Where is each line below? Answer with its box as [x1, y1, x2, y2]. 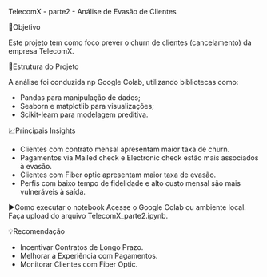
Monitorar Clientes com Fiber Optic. [19, 259, 138, 269]
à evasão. [19, 162, 52, 171]
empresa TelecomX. [8, 46, 74, 55]
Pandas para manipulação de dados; [19, 93, 141, 102]
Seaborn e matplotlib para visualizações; [19, 102, 154, 110]
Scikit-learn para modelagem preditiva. [19, 110, 149, 119]
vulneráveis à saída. [19, 187, 86, 196]
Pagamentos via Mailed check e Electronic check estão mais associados [19, 153, 259, 163]
